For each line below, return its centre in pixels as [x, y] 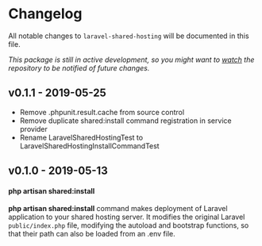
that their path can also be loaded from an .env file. [92, 234]
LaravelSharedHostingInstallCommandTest [90, 146]
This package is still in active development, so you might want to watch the [131, 60]
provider [33, 129]
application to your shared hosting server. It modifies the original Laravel [127, 217]
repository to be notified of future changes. [79, 67]
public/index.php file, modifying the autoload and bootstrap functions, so [129, 225]
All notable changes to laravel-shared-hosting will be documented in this [129, 36]
